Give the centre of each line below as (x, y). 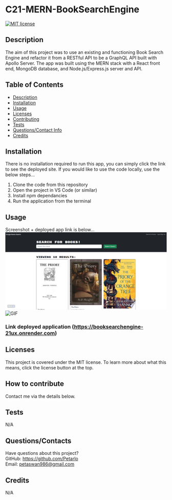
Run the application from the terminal (52, 201)
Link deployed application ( (40, 327)
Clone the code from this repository (50, 185)
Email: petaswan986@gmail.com (40, 464)
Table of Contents (35, 85)
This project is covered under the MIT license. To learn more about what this (86, 362)
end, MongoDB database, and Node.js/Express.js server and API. (74, 68)
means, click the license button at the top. (49, 367)
